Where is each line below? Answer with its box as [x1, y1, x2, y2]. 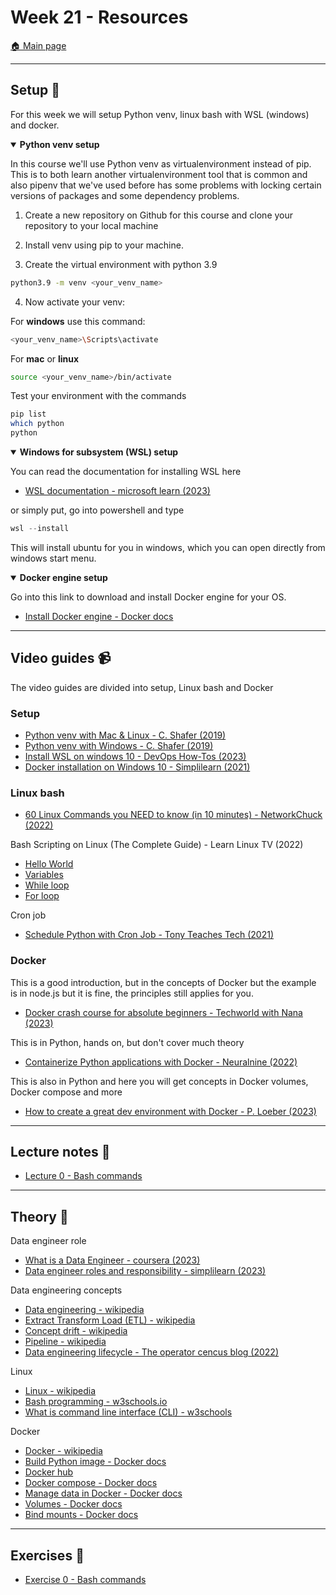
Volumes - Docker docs [24, 1498, 123, 1510]
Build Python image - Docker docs [24, 1456, 167, 1468]
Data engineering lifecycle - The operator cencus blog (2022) [24, 1346, 280, 1358]
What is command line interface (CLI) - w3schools [24, 1406, 233, 1418]
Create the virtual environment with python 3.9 [24, 258, 218, 270]
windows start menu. [10, 552, 97, 564]
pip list [10, 409, 47, 420]
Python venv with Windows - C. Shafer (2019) [24, 739, 214, 751]
